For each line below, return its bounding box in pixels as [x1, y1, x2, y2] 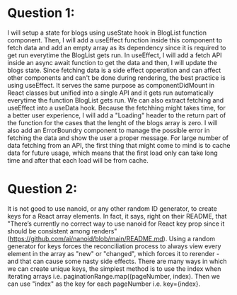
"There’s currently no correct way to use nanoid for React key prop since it [7, 219, 225, 228]
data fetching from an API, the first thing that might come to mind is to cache [7, 141, 231, 149]
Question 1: [7, 5, 76, 21]
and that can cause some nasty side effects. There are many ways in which [7, 257, 228, 265]
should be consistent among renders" [7, 226, 117, 235]
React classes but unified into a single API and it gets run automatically [7, 88, 214, 97]
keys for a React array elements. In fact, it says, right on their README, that [7, 212, 227, 220]
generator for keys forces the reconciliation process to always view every [7, 242, 221, 250]
